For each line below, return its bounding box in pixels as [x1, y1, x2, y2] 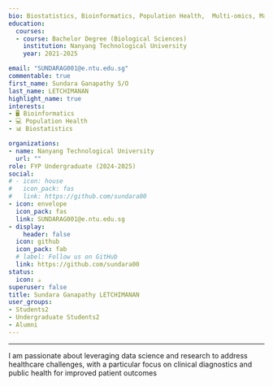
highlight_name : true [8, 94, 82, 102]
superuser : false [8, 283, 67, 291]
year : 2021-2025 [23, 50, 79, 58]
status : [8, 267, 35, 276]
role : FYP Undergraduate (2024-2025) [8, 162, 136, 171]
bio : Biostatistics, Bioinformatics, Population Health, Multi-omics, [8, 11, 256, 20]
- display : [8, 223, 45, 231]
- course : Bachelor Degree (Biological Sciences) [15, 34, 187, 43]
